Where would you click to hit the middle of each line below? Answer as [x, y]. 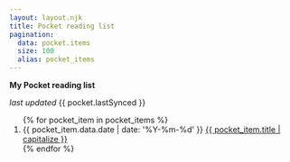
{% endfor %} [48, 148]
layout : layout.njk [46, 18]
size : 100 [36, 51]
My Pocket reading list [52, 85]
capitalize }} [45, 139]
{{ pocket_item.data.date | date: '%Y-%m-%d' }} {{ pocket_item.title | [151, 130]
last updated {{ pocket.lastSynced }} [78, 103]
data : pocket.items [54, 43]
